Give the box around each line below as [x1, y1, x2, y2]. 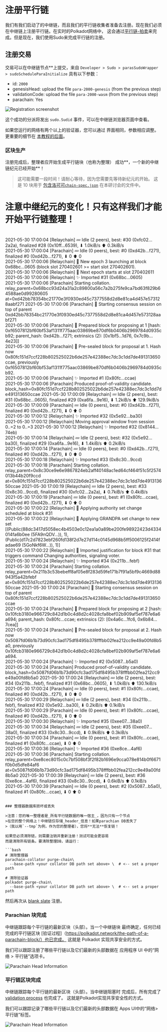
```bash [5, 847, 21, 853]
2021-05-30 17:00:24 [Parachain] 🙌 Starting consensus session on [21, 585, 158, 591]
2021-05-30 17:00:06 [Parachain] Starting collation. [5, 280, 111, 286]
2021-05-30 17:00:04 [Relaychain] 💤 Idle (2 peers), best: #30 [5, 237, 132, 243]
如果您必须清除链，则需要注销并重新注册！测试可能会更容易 [5, 834, 109, 839]
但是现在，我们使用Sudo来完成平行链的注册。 [13, 34, 108, 40]
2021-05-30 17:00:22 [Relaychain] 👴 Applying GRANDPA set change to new [5, 516, 160, 522]
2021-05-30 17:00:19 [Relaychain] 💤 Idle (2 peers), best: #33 [21, 483, 147, 489]
